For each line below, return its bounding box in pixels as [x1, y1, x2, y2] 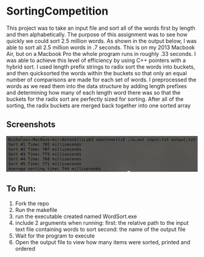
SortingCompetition [6, 4, 109, 18]
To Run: [6, 183, 36, 194]
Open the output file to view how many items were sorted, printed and [15, 238, 191, 245]
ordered [15, 245, 35, 252]
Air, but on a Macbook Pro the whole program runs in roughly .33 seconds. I [6, 50, 196, 57]
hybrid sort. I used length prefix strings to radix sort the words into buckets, [6, 63, 195, 70]
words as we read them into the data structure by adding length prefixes [6, 82, 187, 89]
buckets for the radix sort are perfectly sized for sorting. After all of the [6, 95, 184, 103]
